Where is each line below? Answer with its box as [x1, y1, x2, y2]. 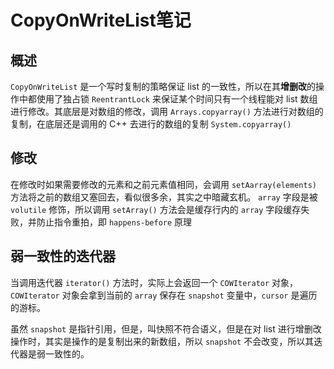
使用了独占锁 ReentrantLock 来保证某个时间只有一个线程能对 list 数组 [36, 93, 318, 105]
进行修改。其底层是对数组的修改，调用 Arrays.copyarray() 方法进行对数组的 [10, 106, 324, 117]
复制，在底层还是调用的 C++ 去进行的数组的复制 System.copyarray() [10, 118, 292, 130]
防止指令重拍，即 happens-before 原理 [36, 216, 193, 228]
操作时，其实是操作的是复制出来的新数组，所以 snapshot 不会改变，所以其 [10, 335, 315, 347]
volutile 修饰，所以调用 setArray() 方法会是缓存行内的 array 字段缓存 [10, 203, 302, 215]
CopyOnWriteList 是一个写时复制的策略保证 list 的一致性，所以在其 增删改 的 [10, 81, 316, 92]
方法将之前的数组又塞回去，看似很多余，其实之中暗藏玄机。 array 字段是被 [10, 191, 318, 203]
